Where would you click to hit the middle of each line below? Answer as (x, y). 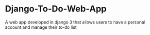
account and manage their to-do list (41, 27)
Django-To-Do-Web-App (56, 9)
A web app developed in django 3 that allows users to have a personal (75, 22)
